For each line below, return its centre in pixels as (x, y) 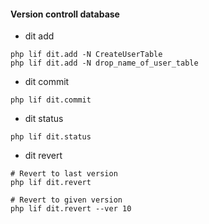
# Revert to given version (66, 200)
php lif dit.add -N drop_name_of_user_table (104, 63)
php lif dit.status (51, 137)
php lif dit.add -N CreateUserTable (86, 55)
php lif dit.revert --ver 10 (71, 209)
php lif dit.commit (51, 100)
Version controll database (65, 14)
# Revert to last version (64, 174)
